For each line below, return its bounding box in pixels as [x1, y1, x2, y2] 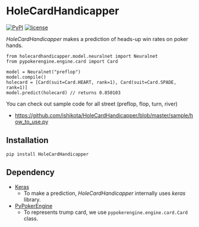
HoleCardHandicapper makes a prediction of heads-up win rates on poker [6, 35, 188, 42]
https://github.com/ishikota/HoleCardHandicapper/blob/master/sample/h [14, 111, 194, 119]
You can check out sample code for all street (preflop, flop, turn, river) [6, 100, 178, 107]
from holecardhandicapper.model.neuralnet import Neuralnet [6, 53, 159, 59]
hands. [6, 42, 23, 49]
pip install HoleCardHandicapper [6, 151, 89, 157]
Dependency [6, 167, 55, 178]
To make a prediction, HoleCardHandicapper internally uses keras [23, 189, 186, 197]
